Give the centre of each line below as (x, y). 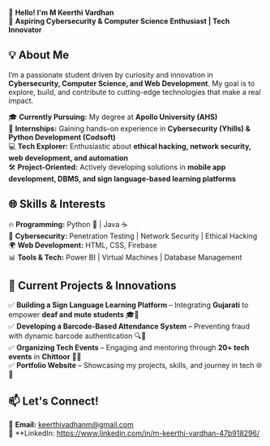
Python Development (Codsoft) (62, 137)
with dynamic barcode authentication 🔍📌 (77, 336)
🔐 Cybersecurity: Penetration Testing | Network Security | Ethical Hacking (133, 236)
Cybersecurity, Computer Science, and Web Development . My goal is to (132, 83)
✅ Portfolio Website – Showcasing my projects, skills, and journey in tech (131, 366)
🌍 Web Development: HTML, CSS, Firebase (83, 245)
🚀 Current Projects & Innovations (92, 286)
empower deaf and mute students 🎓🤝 (74, 315)
